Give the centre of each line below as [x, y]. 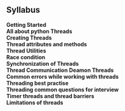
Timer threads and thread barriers [50, 96]
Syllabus [23, 10]
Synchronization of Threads [43, 63]
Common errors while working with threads [62, 76]
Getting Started [27, 24]
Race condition [26, 57]
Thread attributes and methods [47, 44]
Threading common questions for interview [62, 89]
